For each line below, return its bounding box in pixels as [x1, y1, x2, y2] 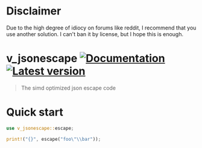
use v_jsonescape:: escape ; [6, 125, 74, 131]
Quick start [6, 105, 63, 119]
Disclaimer [6, 4, 62, 18]
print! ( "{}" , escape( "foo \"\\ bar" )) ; [6, 136, 101, 142]
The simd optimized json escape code [21, 84, 116, 91]
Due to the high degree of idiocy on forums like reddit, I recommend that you [6, 24, 197, 31]
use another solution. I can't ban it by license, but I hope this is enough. [6, 30, 184, 37]
